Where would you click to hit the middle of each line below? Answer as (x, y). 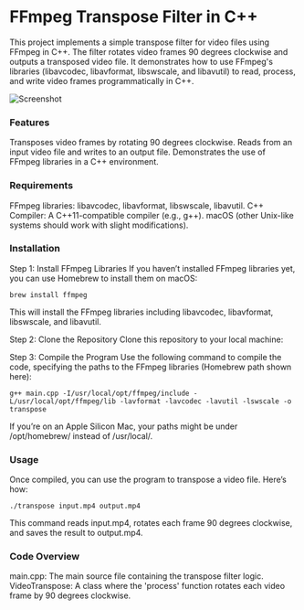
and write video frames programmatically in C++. (102, 80)
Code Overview (45, 557)
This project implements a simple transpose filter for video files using (140, 42)
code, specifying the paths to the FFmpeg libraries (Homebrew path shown (151, 367)
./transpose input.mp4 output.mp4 (75, 506)
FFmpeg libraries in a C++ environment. (84, 162)
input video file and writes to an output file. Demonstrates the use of (138, 152)
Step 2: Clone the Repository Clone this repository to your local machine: (147, 339)
